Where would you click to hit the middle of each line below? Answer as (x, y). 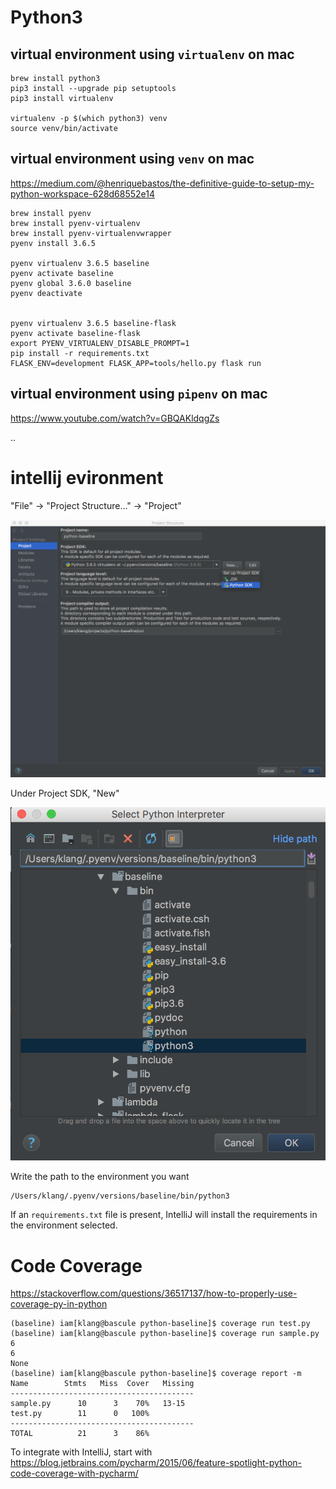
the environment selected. (64, 1225)
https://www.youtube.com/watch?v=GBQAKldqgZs (115, 418)
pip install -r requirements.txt (80, 353)
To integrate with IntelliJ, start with (81, 1452)
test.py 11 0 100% (80, 1414)
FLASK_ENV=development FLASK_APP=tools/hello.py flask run (136, 363)
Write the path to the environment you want (100, 1177)
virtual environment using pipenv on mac (139, 394)
